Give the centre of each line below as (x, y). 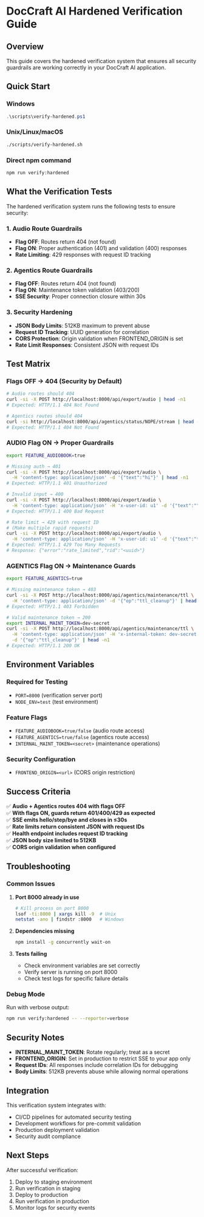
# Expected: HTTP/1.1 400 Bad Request (55, 511)
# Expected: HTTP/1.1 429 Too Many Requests (63, 545)
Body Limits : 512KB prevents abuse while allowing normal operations (101, 1072)
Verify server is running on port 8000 (71, 972)
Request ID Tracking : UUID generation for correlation (82, 332)
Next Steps (28, 1155)
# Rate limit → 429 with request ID (53, 522)
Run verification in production (52, 1201)
